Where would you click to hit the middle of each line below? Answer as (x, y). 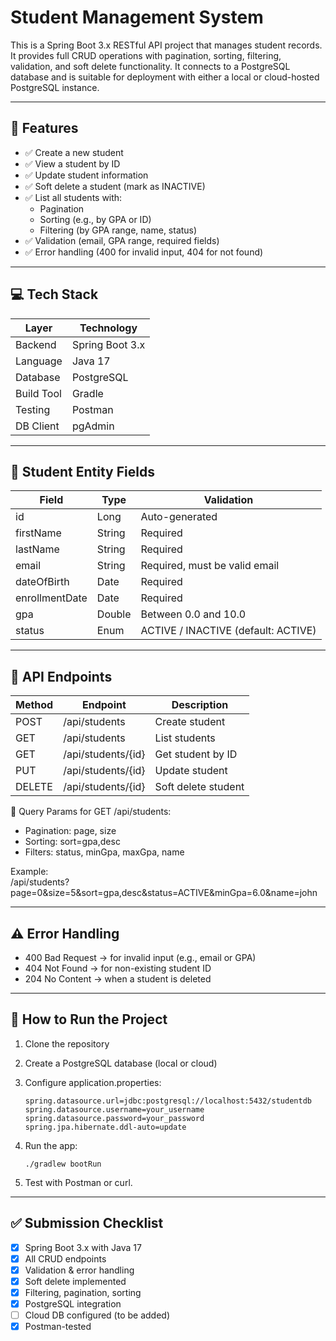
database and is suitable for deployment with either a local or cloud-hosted (165, 77)
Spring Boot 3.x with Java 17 (83, 1247)
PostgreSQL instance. (55, 87)
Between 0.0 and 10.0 (193, 614)
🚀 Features (44, 128)
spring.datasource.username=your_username (114, 1109)
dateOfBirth (42, 582)
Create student (190, 722)
